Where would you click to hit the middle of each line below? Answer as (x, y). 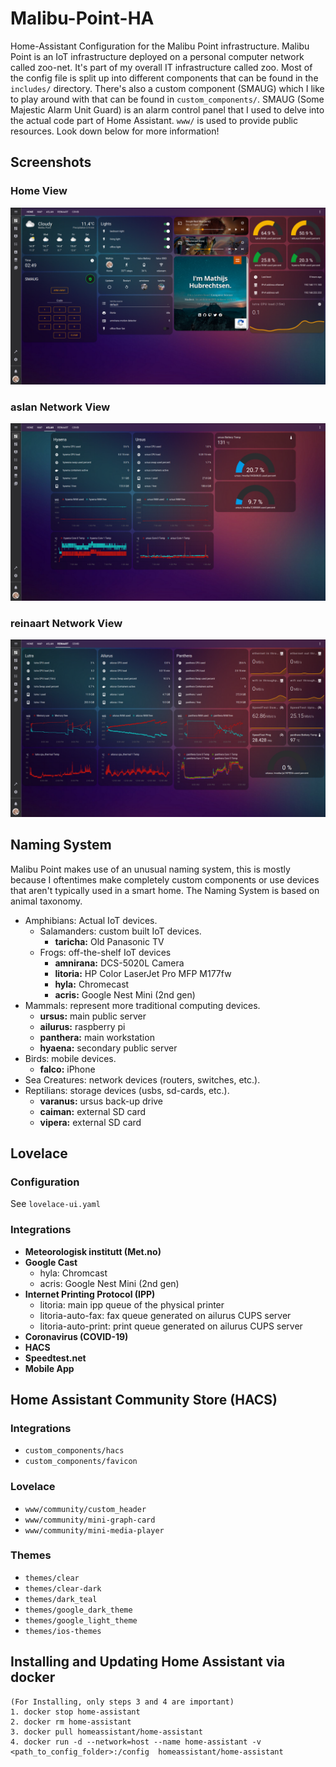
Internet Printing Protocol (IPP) (90, 1294)
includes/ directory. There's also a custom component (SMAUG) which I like (167, 88)
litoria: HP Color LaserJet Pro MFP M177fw (143, 973)
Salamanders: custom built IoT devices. (120, 931)
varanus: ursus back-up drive (101, 1101)
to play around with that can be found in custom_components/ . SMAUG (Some (167, 99)
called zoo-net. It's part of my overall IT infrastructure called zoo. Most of (161, 67)
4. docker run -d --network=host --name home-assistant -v (136, 1742)
